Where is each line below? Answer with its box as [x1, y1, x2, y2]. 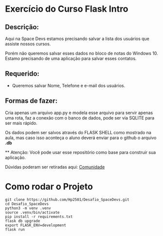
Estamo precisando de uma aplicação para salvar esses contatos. [5, 56, 137, 61]
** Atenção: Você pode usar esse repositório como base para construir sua [5, 149, 156, 155]
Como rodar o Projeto [5, 181, 93, 192]
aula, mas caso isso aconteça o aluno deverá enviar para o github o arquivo [5, 135, 157, 140]
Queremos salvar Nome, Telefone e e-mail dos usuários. [12, 82, 126, 88]
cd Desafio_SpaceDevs [5, 201, 49, 206]
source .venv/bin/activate [5, 210, 60, 215]
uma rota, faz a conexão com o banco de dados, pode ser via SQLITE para [5, 115, 155, 120]
